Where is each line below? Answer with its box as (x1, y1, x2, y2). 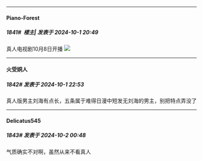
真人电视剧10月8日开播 (6, 45, 63, 52)
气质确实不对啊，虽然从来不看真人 (6, 148, 91, 155)
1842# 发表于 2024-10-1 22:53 (6, 80, 85, 88)
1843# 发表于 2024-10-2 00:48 (6, 131, 86, 139)
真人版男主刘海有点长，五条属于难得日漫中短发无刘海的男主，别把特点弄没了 (6, 97, 197, 105)
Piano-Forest (6, 14, 40, 21)
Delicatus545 (6, 117, 41, 124)
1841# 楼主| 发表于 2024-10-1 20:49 (6, 28, 98, 36)
